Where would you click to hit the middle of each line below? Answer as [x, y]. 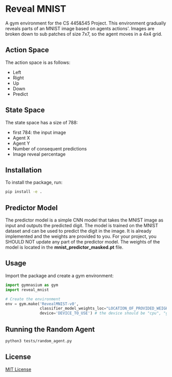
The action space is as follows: [38, 62]
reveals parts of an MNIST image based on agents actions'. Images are [80, 28]
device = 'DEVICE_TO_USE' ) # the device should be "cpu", [100, 313]
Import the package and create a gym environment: [60, 275]
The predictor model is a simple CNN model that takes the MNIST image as [84, 220]
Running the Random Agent [50, 329]
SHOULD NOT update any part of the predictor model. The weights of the [83, 242]
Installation [24, 170]
